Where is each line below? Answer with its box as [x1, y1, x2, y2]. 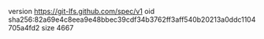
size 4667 [41, 23, 74, 32]
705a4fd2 [8, 23, 40, 32]
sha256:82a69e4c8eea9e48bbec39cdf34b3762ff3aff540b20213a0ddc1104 [8, 15, 256, 24]
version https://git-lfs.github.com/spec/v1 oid [8, 7, 155, 16]
